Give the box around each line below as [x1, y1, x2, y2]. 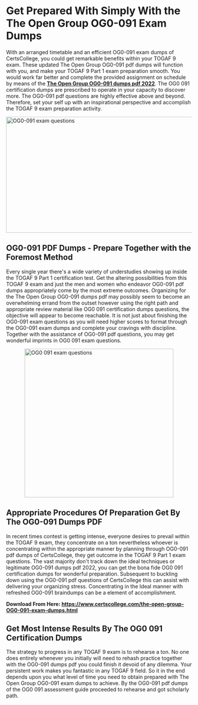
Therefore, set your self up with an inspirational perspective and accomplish [6, 98, 192, 105]
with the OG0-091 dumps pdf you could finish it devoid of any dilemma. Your [6, 661, 192, 668]
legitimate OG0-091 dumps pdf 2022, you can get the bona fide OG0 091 [6, 564, 183, 571]
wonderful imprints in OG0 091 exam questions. [6, 337, 122, 344]
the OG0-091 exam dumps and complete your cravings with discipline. [6, 324, 177, 331]
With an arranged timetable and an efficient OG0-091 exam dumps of [6, 48, 174, 55]
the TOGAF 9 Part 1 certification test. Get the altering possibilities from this [6, 274, 187, 281]
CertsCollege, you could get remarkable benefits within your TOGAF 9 [6, 55, 176, 62]
